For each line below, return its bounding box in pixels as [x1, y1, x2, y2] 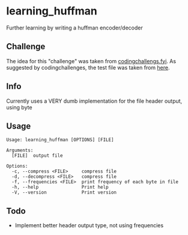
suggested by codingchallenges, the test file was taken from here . [6, 64, 170, 71]
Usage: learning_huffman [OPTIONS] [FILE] [6, 137, 114, 143]
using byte [6, 103, 32, 111]
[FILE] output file [11, 153, 63, 159]
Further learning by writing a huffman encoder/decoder [6, 24, 143, 31]
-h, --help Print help [11, 185, 109, 191]
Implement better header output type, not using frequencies [14, 222, 164, 229]
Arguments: [6, 147, 34, 154]
